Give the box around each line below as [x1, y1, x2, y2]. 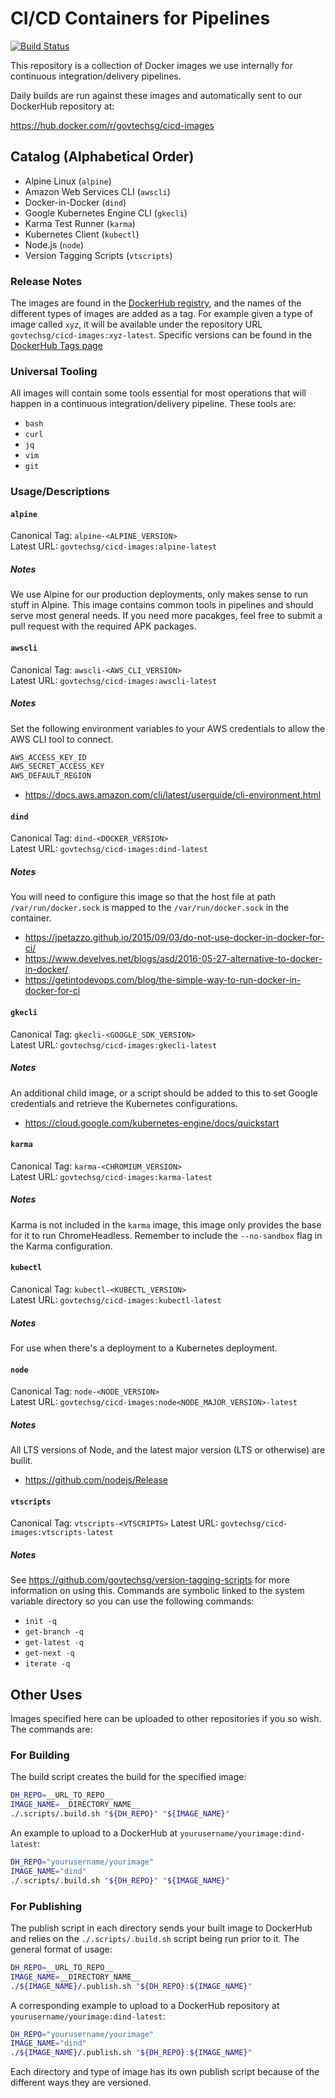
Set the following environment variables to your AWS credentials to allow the [10, 722, 326, 734]
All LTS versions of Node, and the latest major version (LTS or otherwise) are [10, 1444, 326, 1456]
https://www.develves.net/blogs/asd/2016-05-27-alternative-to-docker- [24, 953, 323, 965]
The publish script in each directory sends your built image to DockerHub [10, 1922, 313, 1934]
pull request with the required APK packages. [10, 620, 197, 632]
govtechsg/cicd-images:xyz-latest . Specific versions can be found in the [10, 329, 313, 341]
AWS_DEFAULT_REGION [10, 771, 92, 781]
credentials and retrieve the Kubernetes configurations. [10, 1097, 238, 1109]
